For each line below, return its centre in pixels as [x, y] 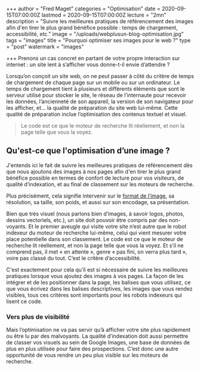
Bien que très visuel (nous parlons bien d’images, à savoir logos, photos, [96, 214]
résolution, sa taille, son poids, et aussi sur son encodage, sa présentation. [98, 202]
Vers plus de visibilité [38, 317]
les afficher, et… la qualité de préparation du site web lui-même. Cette [92, 108]
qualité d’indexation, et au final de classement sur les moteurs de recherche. [100, 184]
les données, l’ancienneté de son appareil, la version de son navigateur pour [100, 101]
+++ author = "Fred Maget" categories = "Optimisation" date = [83, 9]
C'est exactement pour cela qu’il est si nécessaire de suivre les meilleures [97, 269]
